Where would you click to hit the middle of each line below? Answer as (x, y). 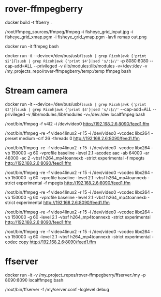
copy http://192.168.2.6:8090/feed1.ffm (57, 242)
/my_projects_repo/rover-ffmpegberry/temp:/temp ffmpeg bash (68, 71)
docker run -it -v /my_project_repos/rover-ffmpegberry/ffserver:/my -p (75, 275)
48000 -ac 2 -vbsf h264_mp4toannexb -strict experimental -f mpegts (75, 158)
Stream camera (37, 91)
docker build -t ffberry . (29, 22)
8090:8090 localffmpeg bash (34, 280)
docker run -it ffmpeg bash (32, 46)
